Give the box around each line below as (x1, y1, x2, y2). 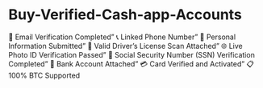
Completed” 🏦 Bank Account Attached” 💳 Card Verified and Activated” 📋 (8, 58, 254, 69)
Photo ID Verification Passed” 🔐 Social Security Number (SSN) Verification (8, 50, 256, 59)
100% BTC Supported (8, 70, 81, 80)
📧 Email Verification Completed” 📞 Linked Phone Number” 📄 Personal (8, 32, 236, 42)
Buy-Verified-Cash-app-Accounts (8, 6, 242, 24)
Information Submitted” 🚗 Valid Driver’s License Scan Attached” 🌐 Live (8, 41, 244, 50)
